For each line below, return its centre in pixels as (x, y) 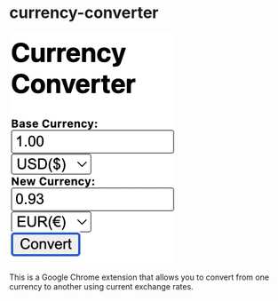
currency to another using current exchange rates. (101, 286)
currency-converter (84, 13)
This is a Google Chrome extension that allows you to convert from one (139, 277)
